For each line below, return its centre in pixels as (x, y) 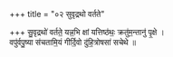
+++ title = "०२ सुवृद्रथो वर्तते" (57, 14)
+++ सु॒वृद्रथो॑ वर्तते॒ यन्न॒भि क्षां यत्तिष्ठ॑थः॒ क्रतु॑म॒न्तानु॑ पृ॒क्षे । (87, 32)
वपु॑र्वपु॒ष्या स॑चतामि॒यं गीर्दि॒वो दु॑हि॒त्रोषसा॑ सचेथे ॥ (73, 42)
